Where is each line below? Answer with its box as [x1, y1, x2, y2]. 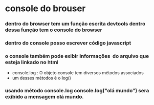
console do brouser [5, 3, 86, 14]
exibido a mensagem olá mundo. [5, 93, 84, 100]
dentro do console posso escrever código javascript [5, 40, 132, 46]
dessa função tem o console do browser [5, 26, 103, 33]
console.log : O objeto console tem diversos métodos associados [12, 70, 144, 76]
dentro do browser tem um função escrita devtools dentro [5, 21, 146, 27]
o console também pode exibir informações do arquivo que [5, 52, 149, 59]
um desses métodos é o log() [12, 75, 71, 81]
